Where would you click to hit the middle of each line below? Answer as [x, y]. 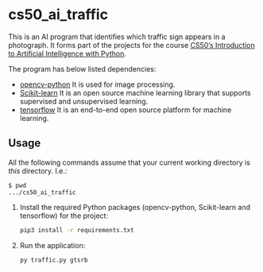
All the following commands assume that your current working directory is [129, 162]
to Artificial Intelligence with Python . [68, 53]
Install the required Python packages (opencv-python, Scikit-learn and [135, 207]
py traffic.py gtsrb [54, 260]
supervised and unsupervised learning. [84, 101]
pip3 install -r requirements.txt [77, 230]
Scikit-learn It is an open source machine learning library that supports [135, 92]
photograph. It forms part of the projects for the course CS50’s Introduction [132, 45]
